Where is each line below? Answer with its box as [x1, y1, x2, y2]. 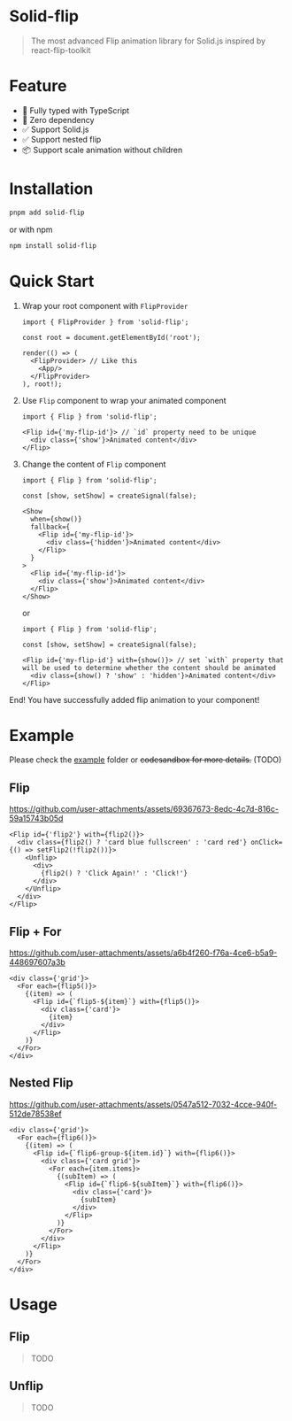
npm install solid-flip [9, 241, 97, 250]
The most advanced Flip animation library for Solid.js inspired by [30, 35, 266, 46]
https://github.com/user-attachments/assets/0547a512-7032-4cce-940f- [9, 1099, 277, 1109]
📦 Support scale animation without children [21, 144, 183, 155]
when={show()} [30, 514, 82, 523]
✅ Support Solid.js [21, 124, 89, 135]
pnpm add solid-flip [9, 208, 86, 217]
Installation [9, 179, 94, 199]
